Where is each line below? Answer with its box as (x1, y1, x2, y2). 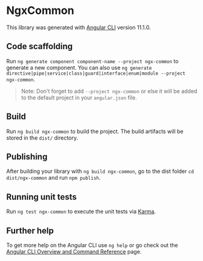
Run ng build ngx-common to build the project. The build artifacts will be (6, 127, 184, 135)
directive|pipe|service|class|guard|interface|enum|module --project (6, 70, 186, 76)
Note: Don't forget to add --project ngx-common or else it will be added (21, 87, 198, 95)
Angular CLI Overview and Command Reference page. (6, 248, 142, 255)
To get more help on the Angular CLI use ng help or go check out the (6, 242, 178, 249)
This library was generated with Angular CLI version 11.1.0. (6, 24, 151, 31)
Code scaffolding (6, 41, 73, 52)
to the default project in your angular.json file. (21, 93, 138, 101)
